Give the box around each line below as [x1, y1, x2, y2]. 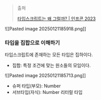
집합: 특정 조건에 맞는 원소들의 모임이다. [12, 63, 91, 69]
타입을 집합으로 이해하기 [5, 39, 60, 46]
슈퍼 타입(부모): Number [12, 83, 61, 89]
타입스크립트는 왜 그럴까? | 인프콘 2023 [17, 16, 96, 22]
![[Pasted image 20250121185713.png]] [5, 73, 86, 79]
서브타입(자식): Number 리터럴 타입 [12, 89, 83, 95]
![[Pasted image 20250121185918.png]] [5, 26, 86, 32]
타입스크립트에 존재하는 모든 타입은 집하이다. [5, 52, 93, 58]
